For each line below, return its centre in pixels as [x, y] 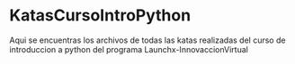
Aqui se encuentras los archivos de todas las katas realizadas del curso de [147, 40]
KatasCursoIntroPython [100, 16]
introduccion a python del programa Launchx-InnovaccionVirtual [129, 49]
